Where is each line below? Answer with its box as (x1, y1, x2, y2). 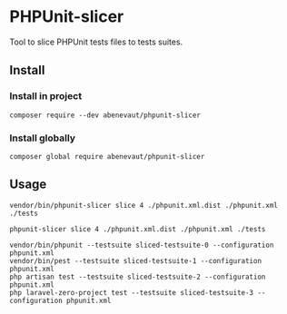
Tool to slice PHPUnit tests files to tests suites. (9, 36, 183, 47)
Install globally (9, 132, 75, 144)
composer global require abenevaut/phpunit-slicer (9, 152, 205, 161)
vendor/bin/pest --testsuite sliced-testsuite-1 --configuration (9, 256, 262, 265)
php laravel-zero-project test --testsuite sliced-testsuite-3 (9, 288, 254, 297)
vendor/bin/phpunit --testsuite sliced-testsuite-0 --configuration (9, 240, 274, 250)
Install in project (9, 90, 83, 103)
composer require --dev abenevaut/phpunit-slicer (9, 111, 202, 120)
